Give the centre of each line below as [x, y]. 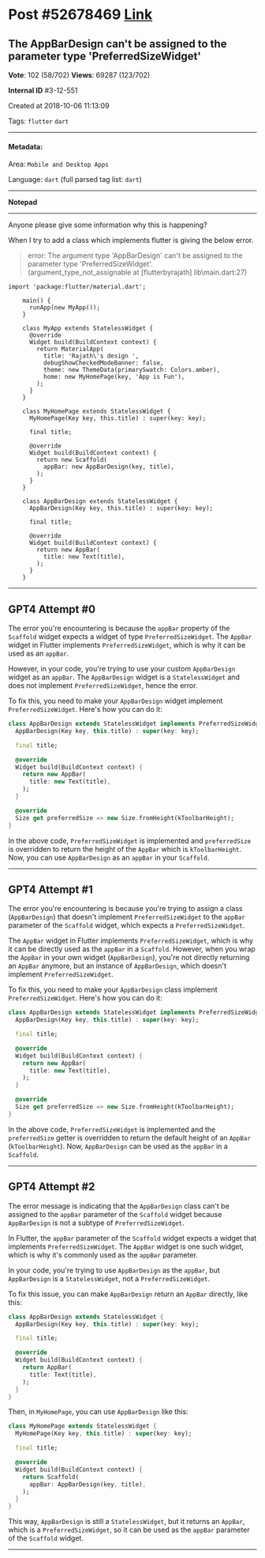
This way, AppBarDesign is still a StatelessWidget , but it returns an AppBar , [127, 1522]
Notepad [23, 202]
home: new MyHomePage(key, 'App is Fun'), [114, 377]
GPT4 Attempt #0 [52, 609]
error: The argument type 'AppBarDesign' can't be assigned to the [135, 255]
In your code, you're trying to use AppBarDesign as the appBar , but [114, 1270]
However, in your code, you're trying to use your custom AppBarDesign [122, 669]
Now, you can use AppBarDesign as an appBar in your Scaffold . [109, 857]
